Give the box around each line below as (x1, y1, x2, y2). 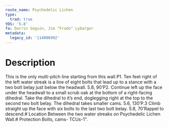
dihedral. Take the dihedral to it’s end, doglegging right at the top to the (5, 95, 153, 101)
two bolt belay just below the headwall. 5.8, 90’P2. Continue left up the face (5, 84, 162, 90)
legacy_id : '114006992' (10, 36, 60, 41)
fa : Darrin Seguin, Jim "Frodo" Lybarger (5, 26, 94, 31)
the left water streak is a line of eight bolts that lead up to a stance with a (5, 79, 156, 85)
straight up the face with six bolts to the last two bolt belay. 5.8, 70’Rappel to (5, 105, 164, 111)
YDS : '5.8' (5, 21, 28, 27)
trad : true (10, 17, 33, 22)
